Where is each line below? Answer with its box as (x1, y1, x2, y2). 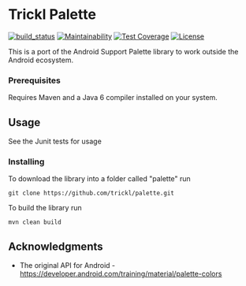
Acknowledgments (8, 240, 104, 253)
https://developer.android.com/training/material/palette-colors (19, 269, 222, 279)
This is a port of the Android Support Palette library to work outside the (8, 46, 239, 56)
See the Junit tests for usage (8, 136, 102, 147)
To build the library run (8, 203, 82, 213)
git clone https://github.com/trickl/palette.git (8, 189, 175, 198)
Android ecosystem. (8, 55, 73, 65)
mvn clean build (8, 218, 61, 226)
